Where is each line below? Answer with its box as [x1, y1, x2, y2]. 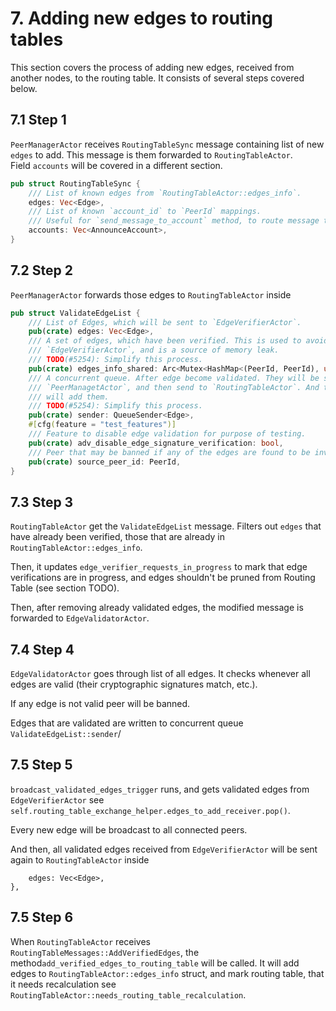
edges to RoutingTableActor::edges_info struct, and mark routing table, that [10, 967, 325, 979]
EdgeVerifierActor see [10, 793, 105, 806]
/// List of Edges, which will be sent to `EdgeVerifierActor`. [28, 317, 302, 327]
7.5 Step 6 [10, 909, 74, 926]
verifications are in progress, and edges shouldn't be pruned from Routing [10, 572, 316, 584]
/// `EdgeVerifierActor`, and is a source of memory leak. [28, 345, 280, 356]
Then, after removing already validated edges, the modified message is [10, 602, 304, 614]
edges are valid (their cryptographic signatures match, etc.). [10, 678, 258, 691]
